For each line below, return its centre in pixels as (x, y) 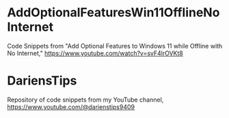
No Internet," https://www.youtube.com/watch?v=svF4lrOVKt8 (95, 53)
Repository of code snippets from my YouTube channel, (85, 100)
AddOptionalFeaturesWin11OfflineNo (113, 13)
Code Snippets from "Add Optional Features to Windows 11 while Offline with (115, 46)
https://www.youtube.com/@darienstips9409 (71, 106)
